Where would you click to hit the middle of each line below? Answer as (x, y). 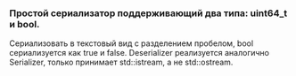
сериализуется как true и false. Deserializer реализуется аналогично (140, 53)
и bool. (25, 24)
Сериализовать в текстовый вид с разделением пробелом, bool (132, 43)
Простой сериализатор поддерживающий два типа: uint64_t (148, 13)
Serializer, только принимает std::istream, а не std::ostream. (121, 62)
